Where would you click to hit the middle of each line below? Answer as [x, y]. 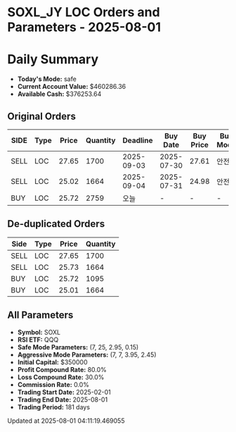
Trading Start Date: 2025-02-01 [64, 392]
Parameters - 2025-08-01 [84, 27]
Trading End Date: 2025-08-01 [63, 400]
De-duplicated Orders [56, 224]
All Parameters [40, 315]
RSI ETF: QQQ [38, 340]
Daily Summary [53, 60]
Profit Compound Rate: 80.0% [62, 369]
